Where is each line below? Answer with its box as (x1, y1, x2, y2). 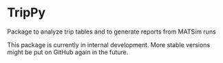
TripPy (7, 5, 46, 21)
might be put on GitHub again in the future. (7, 48, 129, 56)
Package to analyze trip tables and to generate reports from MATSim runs (7, 27, 217, 36)
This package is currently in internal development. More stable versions (7, 40, 211, 49)
